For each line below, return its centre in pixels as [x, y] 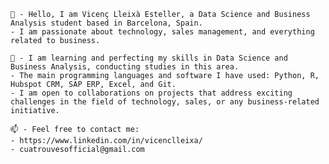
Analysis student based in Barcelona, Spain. [106, 23]
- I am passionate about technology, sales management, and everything [162, 32]
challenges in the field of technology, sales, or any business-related [165, 102]
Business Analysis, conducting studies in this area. [125, 67]
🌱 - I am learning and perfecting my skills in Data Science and [149, 58]
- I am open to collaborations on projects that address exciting [151, 93]
